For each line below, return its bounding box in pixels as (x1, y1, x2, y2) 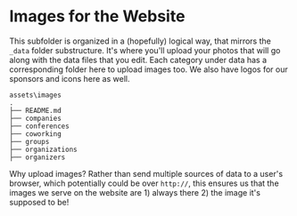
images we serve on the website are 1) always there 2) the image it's (9, 187, 261, 197)
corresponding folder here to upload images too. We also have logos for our (9, 64, 288, 75)
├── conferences (9, 122, 70, 131)
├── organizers (9, 153, 66, 162)
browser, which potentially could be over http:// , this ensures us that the (9, 178, 279, 188)
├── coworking (9, 129, 62, 139)
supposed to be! (9, 196, 70, 207)
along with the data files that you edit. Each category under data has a (9, 54, 268, 65)
